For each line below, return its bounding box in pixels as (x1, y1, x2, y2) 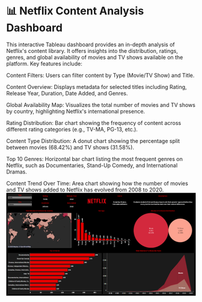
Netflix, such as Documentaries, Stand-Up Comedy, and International (6, 162, 178, 169)
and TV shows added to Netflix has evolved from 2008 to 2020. (6, 186, 164, 193)
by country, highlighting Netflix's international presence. (6, 107, 145, 115)
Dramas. (6, 168, 27, 175)
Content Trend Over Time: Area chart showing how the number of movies (6, 180, 188, 187)
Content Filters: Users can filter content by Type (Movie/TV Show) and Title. (6, 71, 195, 79)
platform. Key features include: (6, 60, 82, 67)
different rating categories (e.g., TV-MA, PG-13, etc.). (6, 125, 138, 133)
